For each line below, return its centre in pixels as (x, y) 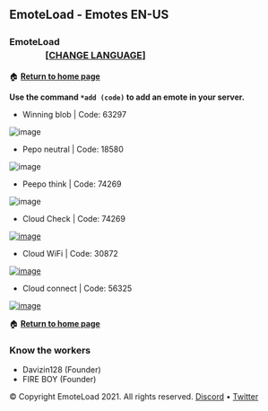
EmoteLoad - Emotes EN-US (89, 15)
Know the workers (50, 350)
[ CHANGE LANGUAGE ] (95, 56)
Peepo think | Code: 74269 (72, 184)
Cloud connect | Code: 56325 (77, 288)
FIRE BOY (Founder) (59, 379)
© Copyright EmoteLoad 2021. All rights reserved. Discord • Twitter (134, 396)
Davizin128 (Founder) (61, 369)
